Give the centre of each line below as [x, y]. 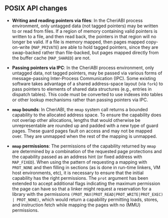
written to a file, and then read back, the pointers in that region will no [84, 36]
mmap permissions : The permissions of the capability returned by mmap [84, 146]
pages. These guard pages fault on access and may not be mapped [82, 131]
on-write [21, 47]
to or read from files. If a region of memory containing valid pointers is [85, 31]
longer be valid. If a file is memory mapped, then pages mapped [78, 42]
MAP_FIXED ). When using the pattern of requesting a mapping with [79, 162]
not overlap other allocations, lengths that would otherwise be [76, 120]
